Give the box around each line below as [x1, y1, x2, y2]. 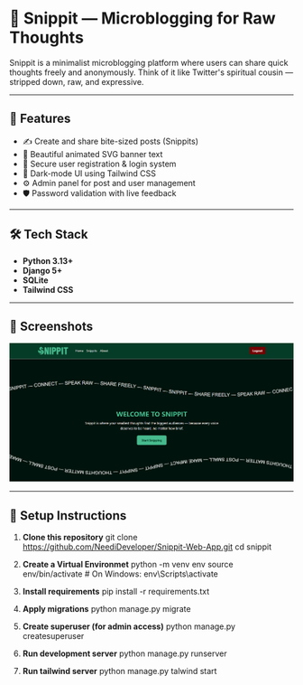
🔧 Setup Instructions [9, 508, 127, 523]
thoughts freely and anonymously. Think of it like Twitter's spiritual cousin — [9, 67, 294, 78]
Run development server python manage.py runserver [22, 648, 227, 659]
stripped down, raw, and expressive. [9, 76, 144, 87]
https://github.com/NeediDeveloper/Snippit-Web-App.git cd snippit [22, 541, 272, 552]
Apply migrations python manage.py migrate [22, 604, 191, 615]
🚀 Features [9, 111, 71, 127]
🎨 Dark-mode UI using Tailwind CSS [22, 167, 156, 179]
